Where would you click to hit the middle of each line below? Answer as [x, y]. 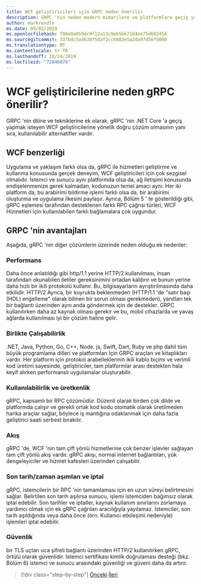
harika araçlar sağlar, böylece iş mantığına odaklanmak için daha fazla [92, 413]
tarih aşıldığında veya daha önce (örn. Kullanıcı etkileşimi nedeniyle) [90, 515]
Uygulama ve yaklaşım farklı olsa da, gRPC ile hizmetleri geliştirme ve [92, 167]
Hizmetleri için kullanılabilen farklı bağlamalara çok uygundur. [82, 212]
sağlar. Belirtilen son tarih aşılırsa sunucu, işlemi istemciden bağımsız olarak [100, 496]
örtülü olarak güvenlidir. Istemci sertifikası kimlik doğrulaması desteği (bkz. [98, 556]
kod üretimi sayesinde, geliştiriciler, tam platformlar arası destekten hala [95, 366]
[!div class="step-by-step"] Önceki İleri [69, 574]
